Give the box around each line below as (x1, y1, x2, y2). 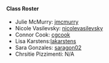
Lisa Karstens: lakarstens (15, 38, 77, 45)
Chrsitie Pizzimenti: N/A (15, 50, 74, 58)
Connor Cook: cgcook (15, 31, 71, 39)
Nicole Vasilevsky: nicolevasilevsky (15, 25, 104, 32)
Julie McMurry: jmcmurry (15, 18, 79, 25)
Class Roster (6, 5, 39, 12)
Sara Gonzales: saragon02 (15, 44, 82, 51)
